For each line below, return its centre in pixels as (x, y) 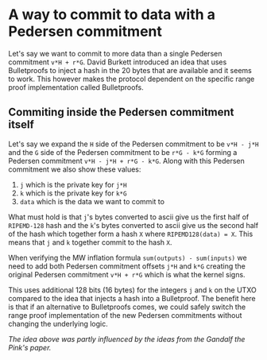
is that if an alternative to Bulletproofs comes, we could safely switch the (127, 307)
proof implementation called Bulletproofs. (76, 87)
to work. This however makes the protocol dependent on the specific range (132, 79)
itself (21, 125)
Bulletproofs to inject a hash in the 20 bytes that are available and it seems (130, 70)
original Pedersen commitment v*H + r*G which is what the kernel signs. (127, 274)
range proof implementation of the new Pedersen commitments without (125, 315)
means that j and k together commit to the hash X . (90, 242)
